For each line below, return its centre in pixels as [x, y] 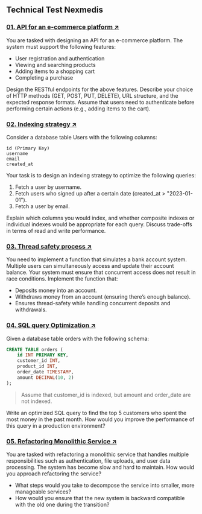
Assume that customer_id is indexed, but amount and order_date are [106, 395]
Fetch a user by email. [43, 206]
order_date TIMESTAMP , [46, 372]
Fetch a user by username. [48, 187]
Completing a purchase [44, 77]
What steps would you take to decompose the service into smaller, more [105, 485]
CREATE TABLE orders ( [35, 349]
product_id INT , [38, 366]
